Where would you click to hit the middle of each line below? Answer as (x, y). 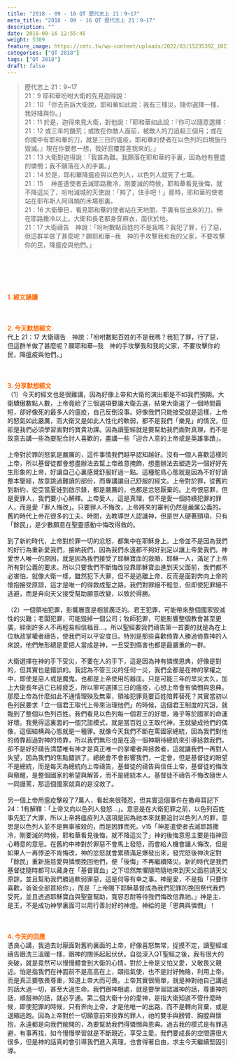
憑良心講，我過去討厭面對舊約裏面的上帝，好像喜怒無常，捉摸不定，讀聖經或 (117, 945)
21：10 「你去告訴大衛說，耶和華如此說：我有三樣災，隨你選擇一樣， (123, 104)
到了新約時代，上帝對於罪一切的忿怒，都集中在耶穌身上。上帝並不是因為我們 (117, 540)
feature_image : (29, 46)
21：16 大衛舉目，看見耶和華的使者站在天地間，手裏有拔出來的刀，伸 (123, 209)
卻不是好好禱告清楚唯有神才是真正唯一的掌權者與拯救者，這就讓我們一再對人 (117, 749)
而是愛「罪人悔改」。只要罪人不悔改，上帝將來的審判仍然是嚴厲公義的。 (122, 507)
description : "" (31, 27)
